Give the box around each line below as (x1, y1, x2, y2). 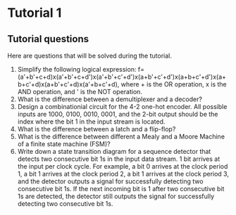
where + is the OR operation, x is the (120, 80, 227, 89)
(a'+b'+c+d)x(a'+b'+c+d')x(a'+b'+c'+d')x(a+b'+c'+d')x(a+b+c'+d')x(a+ (17, 72, 227, 81)
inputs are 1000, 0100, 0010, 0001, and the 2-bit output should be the (17, 110, 218, 118)
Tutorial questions (7, 33, 89, 45)
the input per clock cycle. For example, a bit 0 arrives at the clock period (17, 162, 228, 170)
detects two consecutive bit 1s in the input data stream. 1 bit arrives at (17, 155, 221, 163)
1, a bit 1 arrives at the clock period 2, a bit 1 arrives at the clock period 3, (17, 170, 229, 178)
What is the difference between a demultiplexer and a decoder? (17, 95, 203, 103)
